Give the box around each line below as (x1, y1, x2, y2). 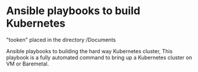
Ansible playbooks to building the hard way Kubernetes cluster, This (6, 47, 173, 54)
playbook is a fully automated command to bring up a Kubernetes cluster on (6, 54, 192, 61)
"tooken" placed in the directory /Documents (6, 36, 116, 43)
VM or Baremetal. (6, 60, 49, 67)
